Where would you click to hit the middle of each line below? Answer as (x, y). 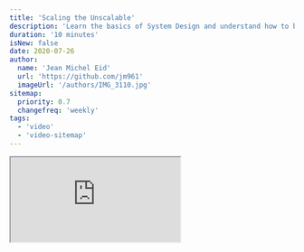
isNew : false (34, 43)
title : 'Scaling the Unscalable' (72, 18)
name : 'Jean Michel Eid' (64, 69)
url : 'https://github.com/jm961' (81, 77)
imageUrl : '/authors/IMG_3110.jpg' (85, 85)
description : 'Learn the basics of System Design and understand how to (149, 26)
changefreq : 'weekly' (58, 110)
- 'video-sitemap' (52, 135)
